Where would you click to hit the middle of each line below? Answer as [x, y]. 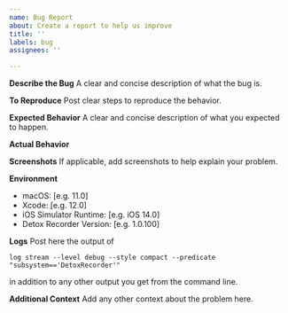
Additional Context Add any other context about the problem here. [132, 299]
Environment [33, 179]
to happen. [29, 127]
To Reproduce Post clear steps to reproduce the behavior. [115, 101]
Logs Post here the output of [62, 241]
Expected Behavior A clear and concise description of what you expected [144, 118]
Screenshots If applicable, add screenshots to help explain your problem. [144, 161]
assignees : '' [35, 51]
